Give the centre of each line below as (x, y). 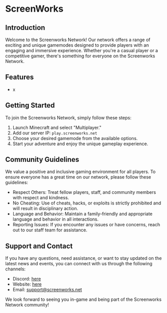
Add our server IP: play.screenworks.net (55, 133)
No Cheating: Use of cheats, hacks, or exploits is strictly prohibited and (87, 203)
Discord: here (27, 279)
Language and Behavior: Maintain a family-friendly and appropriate (82, 214)
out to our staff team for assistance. (50, 230)
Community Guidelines (42, 160)
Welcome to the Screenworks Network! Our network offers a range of (78, 40)
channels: (15, 269)
